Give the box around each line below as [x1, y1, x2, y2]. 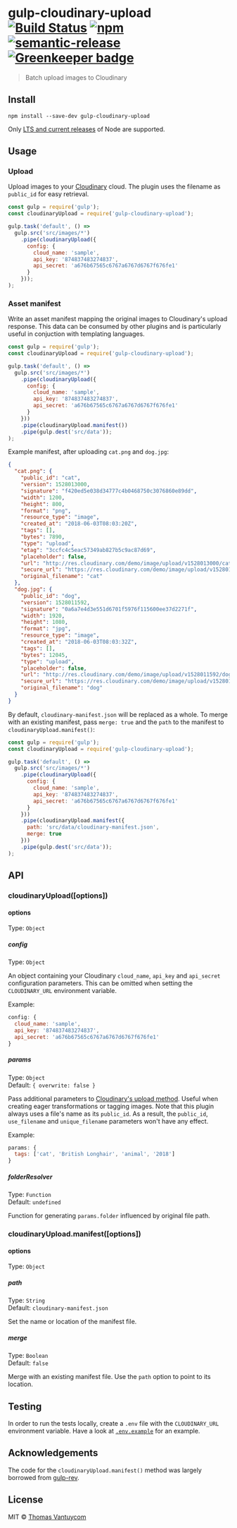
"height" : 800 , [20, 500, 65, 507]
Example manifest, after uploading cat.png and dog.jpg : [8, 447, 169, 456]
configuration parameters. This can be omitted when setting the [8, 979, 193, 987]
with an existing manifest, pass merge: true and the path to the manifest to [8, 718, 224, 726]
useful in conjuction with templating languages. [8, 330, 145, 338]
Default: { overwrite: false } [8, 1081, 96, 1089]
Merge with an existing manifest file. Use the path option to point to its [8, 1373, 211, 1381]
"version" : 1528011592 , [20, 598, 91, 606]
